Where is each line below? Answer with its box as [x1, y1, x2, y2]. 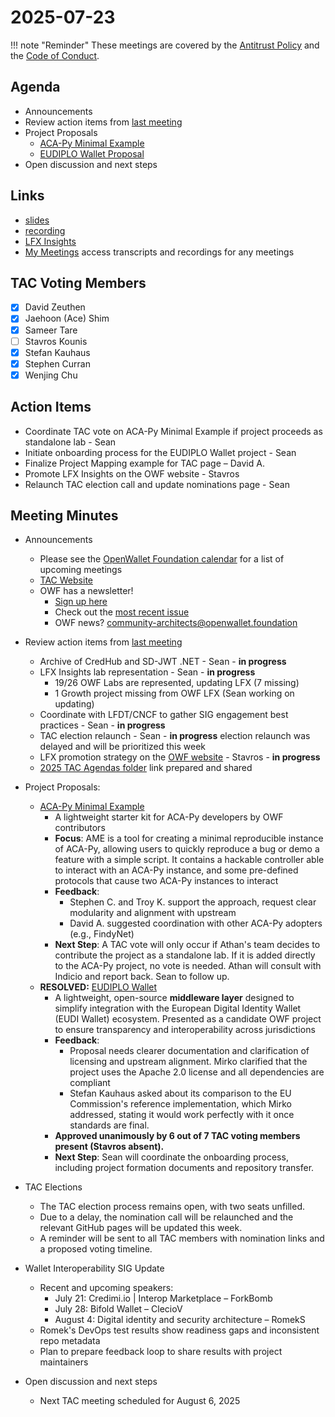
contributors [54, 822, 106, 834]
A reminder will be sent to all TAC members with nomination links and [39, 1232, 325, 1245]
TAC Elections [24, 1181, 83, 1193]
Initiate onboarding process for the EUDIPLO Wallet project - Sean [24, 446, 297, 458]
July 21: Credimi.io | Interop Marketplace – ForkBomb [54, 1292, 273, 1305]
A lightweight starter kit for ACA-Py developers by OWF [54, 811, 284, 823]
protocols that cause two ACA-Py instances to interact [54, 875, 279, 887]
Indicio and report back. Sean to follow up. [54, 971, 230, 983]
